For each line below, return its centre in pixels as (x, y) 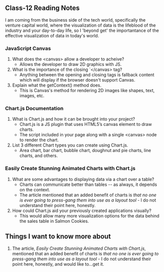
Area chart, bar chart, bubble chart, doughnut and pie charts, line (85, 151)
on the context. (35, 189)
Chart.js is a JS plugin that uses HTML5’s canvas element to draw (86, 124)
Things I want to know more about (58, 236)
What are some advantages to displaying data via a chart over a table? (83, 179)
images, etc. (32, 96)
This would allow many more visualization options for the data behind (89, 215)
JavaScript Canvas (28, 48)
